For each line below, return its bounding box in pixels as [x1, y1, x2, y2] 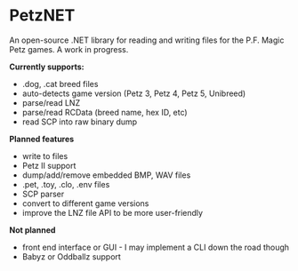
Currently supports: [9, 61, 85, 72]
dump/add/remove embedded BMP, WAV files [21, 170, 191, 180]
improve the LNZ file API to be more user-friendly [21, 207, 203, 218]
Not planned [9, 224, 56, 235]
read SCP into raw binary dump [21, 116, 138, 127]
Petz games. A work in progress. [9, 44, 129, 54]
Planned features [9, 133, 75, 144]
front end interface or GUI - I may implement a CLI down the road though [21, 242, 290, 252]
